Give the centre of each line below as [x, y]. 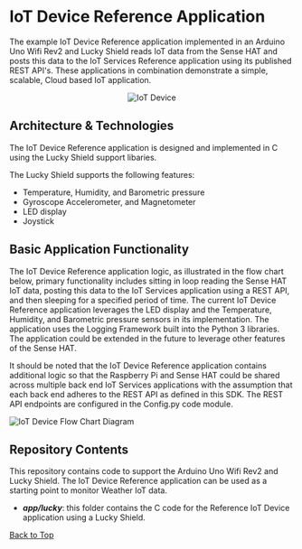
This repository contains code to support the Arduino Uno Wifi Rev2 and [144, 471]
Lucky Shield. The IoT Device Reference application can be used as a [138, 481]
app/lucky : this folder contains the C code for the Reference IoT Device [156, 508]
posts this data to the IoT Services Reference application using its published [151, 60]
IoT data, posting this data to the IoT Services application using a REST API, [150, 290]
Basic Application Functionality [99, 250]
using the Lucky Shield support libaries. [83, 157]
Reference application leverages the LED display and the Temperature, [141, 310]
